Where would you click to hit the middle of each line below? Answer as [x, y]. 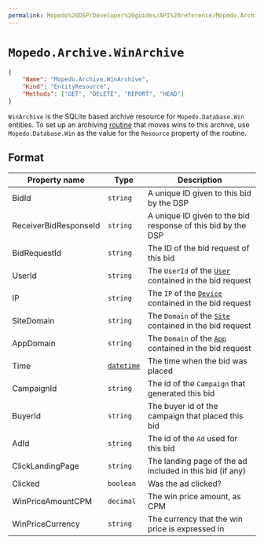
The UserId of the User [189, 270]
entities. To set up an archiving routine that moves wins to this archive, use [129, 124]
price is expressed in [186, 528]
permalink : [26, 15]
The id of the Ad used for [193, 438]
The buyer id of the [183, 406]
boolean [121, 483]
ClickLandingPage [46, 466]
